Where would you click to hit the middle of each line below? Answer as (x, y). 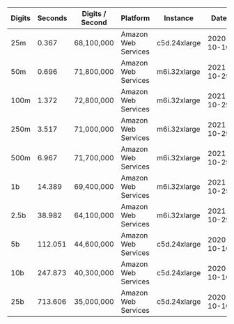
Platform (135, 18)
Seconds (52, 18)
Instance (179, 18)
